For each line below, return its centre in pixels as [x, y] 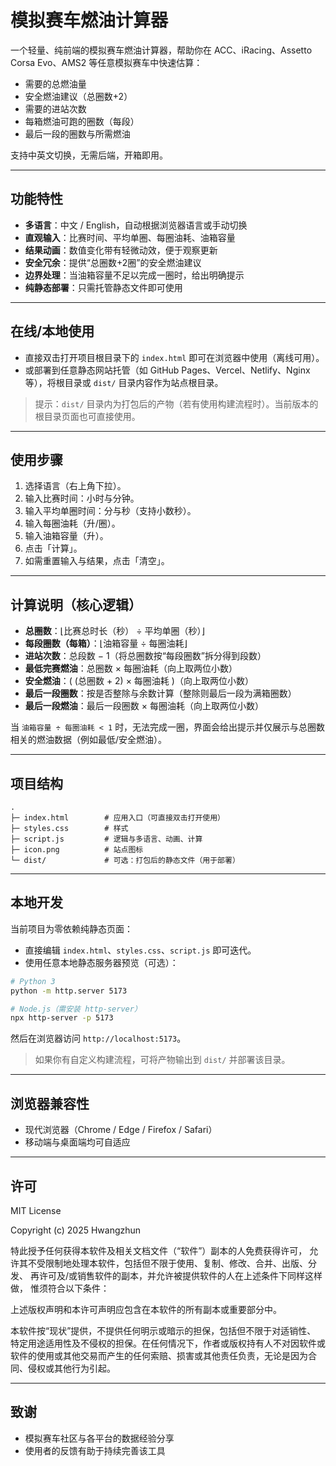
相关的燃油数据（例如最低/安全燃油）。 [89, 740]
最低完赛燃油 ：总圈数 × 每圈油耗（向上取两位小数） [131, 668]
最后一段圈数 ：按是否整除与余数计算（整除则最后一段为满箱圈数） [160, 693]
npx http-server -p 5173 [62, 1018]
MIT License [36, 1210]
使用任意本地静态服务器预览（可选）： [101, 962]
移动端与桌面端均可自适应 [77, 1142]
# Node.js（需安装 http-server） [76, 1009]
